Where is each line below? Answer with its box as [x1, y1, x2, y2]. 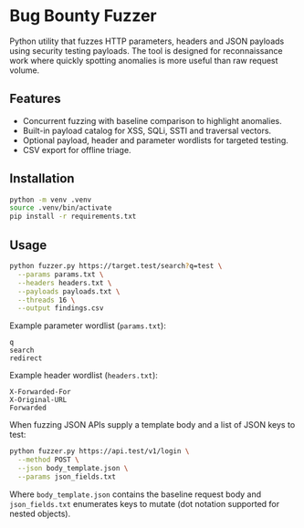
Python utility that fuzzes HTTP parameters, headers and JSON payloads [9, 36, 285, 47]
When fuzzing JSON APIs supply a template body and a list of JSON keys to [9, 419, 296, 430]
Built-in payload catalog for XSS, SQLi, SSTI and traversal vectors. [22, 125, 272, 136]
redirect [9, 354, 43, 363]
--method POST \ [17, 455, 79, 465]
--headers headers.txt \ [17, 278, 112, 287]
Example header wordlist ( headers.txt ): [9, 370, 158, 381]
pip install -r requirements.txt [9, 212, 137, 222]
